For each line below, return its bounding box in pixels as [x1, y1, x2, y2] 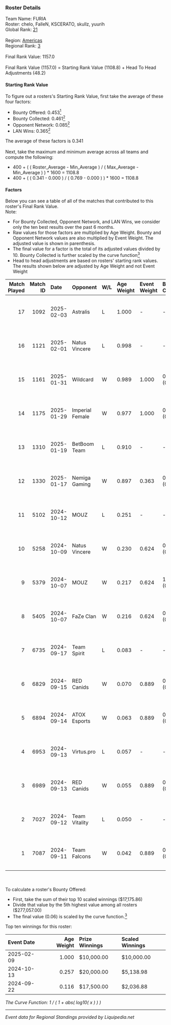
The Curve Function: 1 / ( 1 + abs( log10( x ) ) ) [5, 999, 101, 1005]
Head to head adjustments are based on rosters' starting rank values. [12, 257, 158, 264]
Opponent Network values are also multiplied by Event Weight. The [12, 235, 154, 241]
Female [72, 413, 90, 420]
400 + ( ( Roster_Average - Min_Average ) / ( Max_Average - [12, 164, 139, 170]
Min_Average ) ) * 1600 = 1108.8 [12, 170, 79, 176]
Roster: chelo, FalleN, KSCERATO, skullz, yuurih [5, 21, 105, 27]
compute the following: [5, 154, 53, 160]
